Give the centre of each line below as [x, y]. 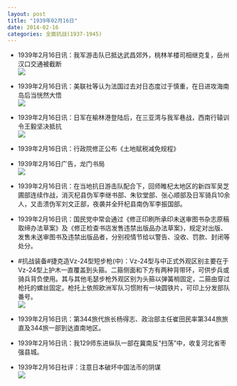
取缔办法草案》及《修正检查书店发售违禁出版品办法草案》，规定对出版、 [122, 228]
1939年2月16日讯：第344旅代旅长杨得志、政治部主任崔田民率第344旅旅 [123, 319]
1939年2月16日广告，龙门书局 [61, 164]
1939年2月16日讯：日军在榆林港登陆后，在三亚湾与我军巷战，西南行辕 [120, 118]
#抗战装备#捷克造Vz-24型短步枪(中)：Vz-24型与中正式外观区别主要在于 [123, 261]
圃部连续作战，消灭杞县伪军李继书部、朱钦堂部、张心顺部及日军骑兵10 [121, 195]
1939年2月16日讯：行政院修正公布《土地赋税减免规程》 [99, 149]
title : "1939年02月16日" [43, 21]
